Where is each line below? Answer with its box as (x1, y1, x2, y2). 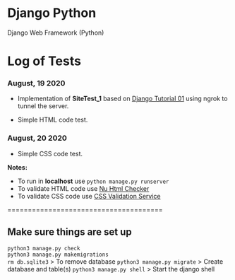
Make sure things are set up (7, 226, 132, 238)
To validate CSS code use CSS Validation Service (17, 192, 161, 200)
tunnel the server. (17, 102, 69, 110)
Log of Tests (7, 53, 81, 69)
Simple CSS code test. (17, 149, 83, 158)
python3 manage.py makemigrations (7, 251, 109, 258)
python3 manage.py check (7, 245, 80, 252)
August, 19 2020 (7, 78, 66, 88)
